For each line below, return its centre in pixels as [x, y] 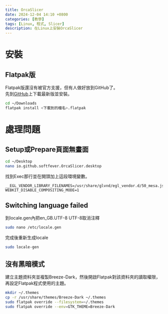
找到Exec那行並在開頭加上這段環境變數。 [47, 176]
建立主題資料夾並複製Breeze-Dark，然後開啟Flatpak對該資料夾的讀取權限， [83, 277]
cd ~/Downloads [21, 103]
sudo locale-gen [22, 247]
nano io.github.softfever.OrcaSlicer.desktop [53, 166]
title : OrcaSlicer [24, 10]
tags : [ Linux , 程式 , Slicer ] [35, 24]
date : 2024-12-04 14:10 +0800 [37, 14]
